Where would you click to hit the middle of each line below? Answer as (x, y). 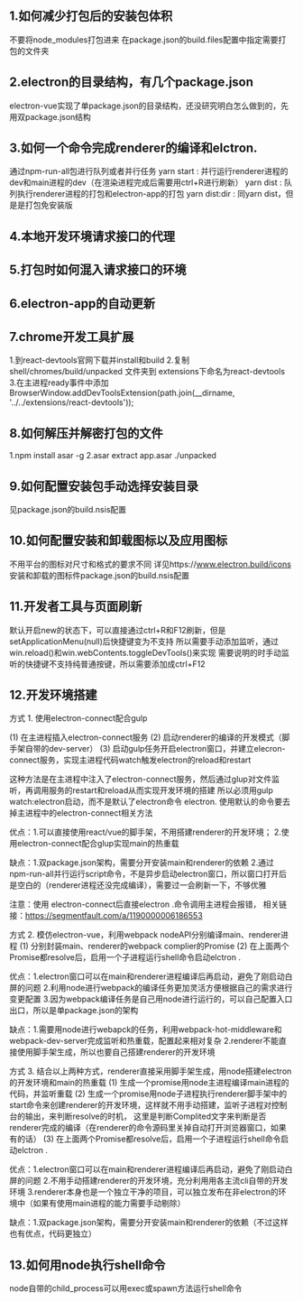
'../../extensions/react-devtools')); (72, 402)
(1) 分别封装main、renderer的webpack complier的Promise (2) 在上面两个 (155, 946)
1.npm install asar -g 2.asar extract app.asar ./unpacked (113, 456)
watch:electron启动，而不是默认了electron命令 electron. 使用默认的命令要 (146, 802)
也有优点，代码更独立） (53, 1233)
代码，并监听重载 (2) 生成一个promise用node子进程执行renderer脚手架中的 (148, 1094)
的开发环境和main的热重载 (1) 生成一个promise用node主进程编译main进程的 (149, 1083)
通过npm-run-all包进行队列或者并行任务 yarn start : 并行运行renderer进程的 (149, 171)
